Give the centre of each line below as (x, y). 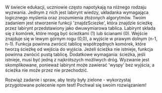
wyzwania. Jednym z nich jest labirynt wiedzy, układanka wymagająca (77, 12)
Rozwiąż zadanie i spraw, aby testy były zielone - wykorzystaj (68, 80)
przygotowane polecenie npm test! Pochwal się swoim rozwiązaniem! (76, 85)
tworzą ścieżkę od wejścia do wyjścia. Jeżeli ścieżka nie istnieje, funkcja (79, 49)
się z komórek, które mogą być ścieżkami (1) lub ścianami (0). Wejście (76, 33)
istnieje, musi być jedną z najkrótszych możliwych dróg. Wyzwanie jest (77, 60)
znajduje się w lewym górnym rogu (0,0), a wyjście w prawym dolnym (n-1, (81, 39)
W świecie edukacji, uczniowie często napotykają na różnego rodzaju (76, 7)
